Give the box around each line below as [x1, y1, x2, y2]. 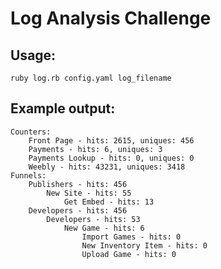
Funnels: [10, 170, 47, 181]
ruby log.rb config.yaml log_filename [10, 73, 172, 83]
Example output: [10, 100, 116, 117]
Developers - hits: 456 [28, 205, 128, 216]
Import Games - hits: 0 [81, 232, 182, 242]
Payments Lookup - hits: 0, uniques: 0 [28, 153, 195, 163]
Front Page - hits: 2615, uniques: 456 [28, 135, 195, 146]
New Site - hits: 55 [46, 188, 132, 198]
